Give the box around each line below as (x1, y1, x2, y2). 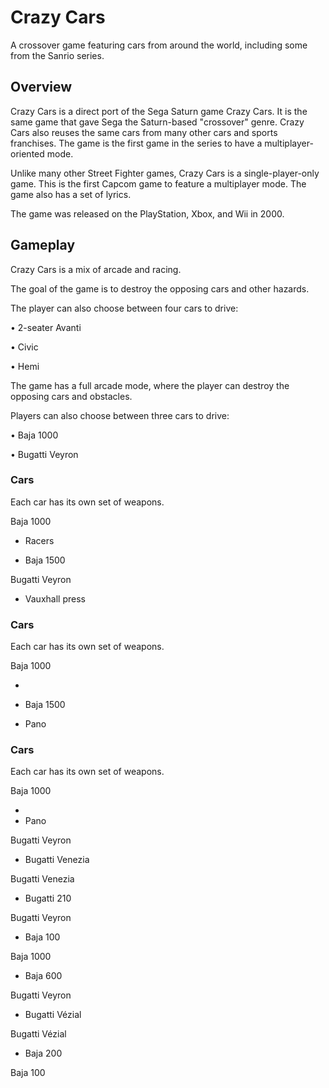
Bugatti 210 (24, 892, 72, 905)
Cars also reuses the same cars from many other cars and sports (10, 126, 278, 138)
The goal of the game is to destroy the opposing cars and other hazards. (10, 282, 310, 295)
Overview (10, 79, 73, 96)
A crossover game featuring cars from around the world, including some (10, 39, 308, 51)
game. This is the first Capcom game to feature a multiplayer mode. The (10, 177, 307, 190)
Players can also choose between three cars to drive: (10, 409, 230, 421)
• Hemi (10, 360, 40, 372)
